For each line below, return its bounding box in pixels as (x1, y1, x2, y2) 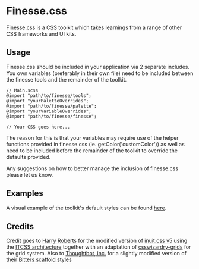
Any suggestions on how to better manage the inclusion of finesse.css (6, 165, 179, 172)
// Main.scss (6, 87, 39, 93)
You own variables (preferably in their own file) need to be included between (6, 70, 194, 77)
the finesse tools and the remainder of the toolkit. (6, 76, 127, 83)
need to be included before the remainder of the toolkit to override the (6, 147, 178, 154)
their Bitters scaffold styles (6, 256, 72, 263)
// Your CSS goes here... (6, 124, 70, 130)
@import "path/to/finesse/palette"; (6, 103, 97, 109)
